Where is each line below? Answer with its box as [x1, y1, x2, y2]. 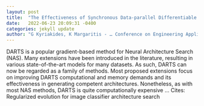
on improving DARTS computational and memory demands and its [6, 74, 172, 81]
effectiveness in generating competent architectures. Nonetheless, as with [6, 80, 193, 88]
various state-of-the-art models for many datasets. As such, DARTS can [6, 61, 187, 68]
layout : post [6, 8, 39, 15]
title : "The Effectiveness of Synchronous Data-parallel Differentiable [6, 15, 197, 21]
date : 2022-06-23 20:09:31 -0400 [6, 20, 97, 26]
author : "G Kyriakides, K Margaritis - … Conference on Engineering [6, 31, 183, 38]
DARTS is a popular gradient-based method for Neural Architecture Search [6, 48, 193, 55]
